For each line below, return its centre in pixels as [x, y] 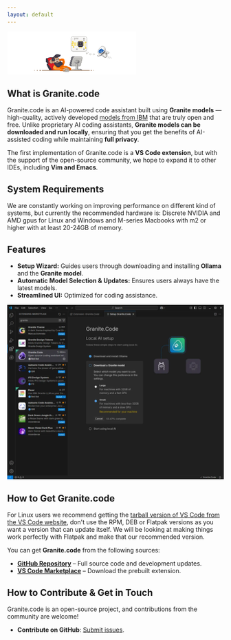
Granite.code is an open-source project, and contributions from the [102, 609]
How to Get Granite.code [61, 498]
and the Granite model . [50, 273]
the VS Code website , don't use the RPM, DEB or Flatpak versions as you [111, 522]
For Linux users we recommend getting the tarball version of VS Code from [113, 515]
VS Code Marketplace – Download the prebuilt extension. [99, 571]
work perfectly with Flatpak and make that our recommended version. [106, 537]
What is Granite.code [54, 94]
